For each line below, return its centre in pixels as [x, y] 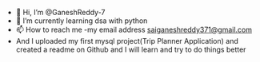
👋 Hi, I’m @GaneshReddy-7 [60, 12]
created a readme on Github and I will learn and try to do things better [131, 49]
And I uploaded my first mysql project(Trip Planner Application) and [127, 41]
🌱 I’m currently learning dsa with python [82, 21]
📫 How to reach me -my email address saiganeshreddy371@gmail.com [134, 29]
